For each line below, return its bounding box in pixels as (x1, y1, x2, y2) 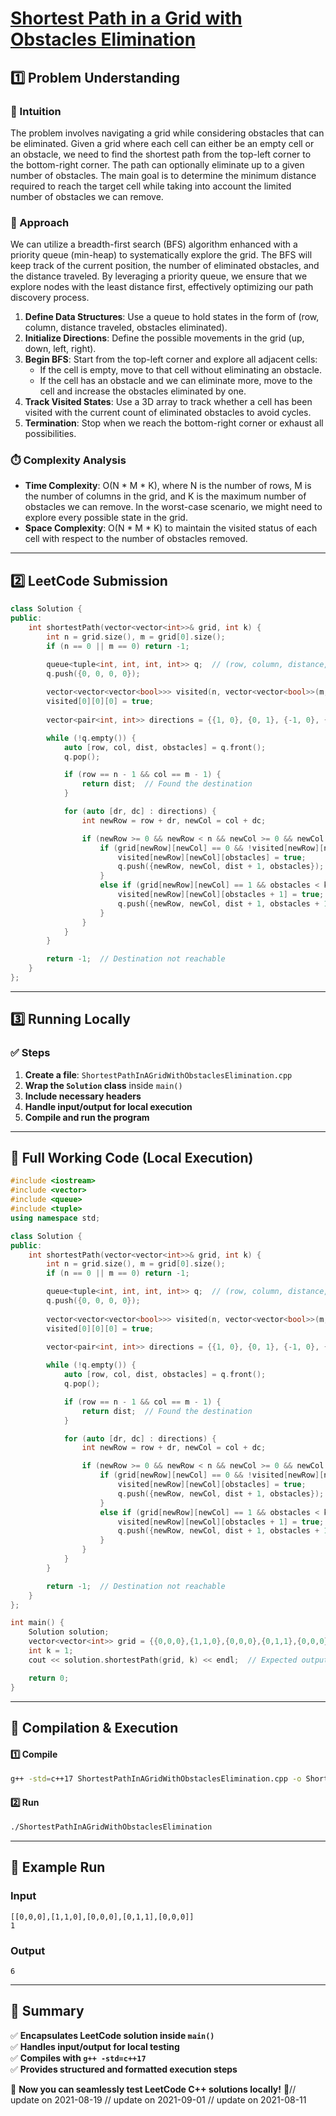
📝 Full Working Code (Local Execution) (10, 1149, 254, 1166)
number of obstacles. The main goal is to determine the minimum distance (10, 169, 317, 181)
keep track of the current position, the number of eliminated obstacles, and (10, 260, 320, 272)
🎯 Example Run (10, 1859, 106, 1876)
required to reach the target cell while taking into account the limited (10, 180, 292, 192)
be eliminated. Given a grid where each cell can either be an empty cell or (10, 137, 315, 149)
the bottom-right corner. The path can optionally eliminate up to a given (10, 158, 305, 171)
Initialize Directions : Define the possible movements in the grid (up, (24, 332, 305, 344)
